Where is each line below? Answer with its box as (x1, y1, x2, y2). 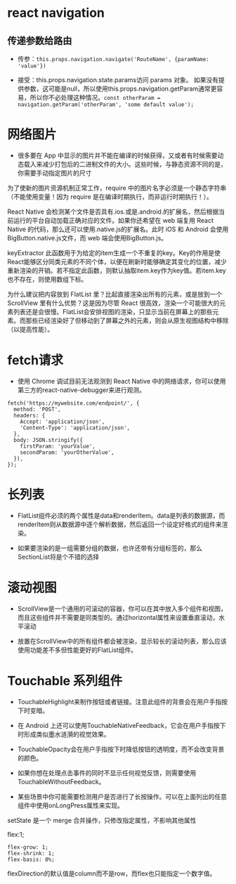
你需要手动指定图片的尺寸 (17, 169, 92, 177)
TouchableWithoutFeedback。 (17, 777, 105, 786)
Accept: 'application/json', (20, 418, 105, 425)
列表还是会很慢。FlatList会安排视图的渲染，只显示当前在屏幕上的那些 (13, 307, 213, 316)
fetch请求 (7, 353, 64, 368)
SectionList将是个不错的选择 (17, 552, 100, 561)
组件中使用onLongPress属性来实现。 (17, 801, 124, 810)
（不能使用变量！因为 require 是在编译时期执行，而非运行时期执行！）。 (7, 192, 213, 201)
